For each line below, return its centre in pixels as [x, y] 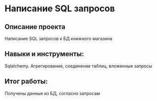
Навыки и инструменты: [44, 54]
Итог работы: [26, 82]
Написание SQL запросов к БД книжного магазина [59, 38]
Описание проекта [35, 27]
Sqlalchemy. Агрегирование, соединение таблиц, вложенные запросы [78, 66]
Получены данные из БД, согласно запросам [52, 93]
